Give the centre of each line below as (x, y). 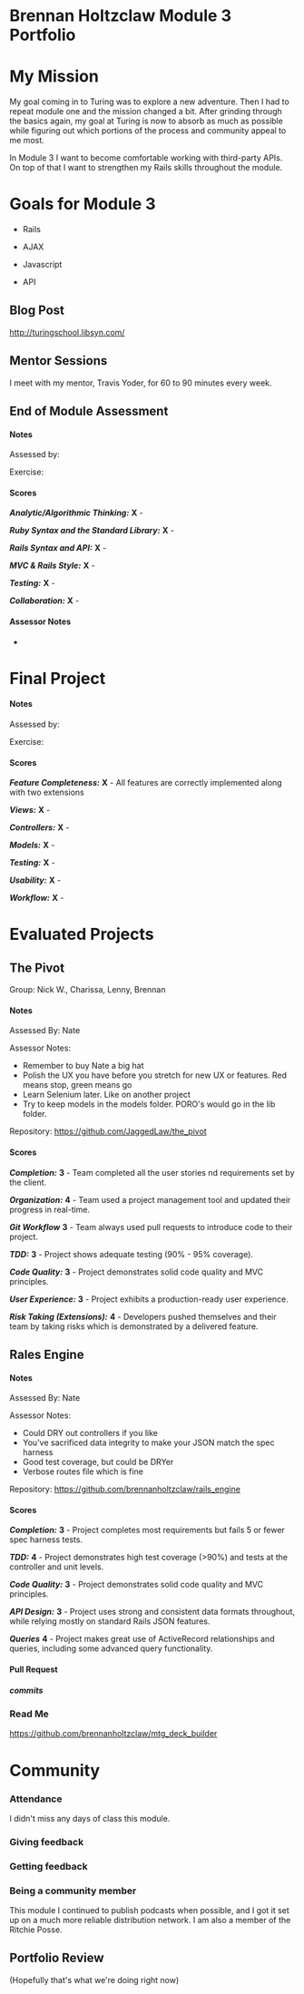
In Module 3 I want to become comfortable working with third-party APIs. (146, 158)
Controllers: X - (39, 827)
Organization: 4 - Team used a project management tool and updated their (150, 1199)
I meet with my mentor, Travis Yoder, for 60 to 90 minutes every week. (141, 383)
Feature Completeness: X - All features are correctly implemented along (146, 783)
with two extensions (47, 792)
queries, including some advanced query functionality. (111, 1648)
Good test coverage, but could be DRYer (98, 1462)
